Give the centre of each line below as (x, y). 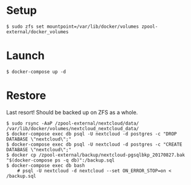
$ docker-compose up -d (36, 72)
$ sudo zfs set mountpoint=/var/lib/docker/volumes (73, 27)
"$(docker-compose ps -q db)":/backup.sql (60, 160)
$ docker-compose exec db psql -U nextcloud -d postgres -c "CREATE (94, 144)
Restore (26, 96)
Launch (25, 56)
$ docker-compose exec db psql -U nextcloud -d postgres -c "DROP (92, 134)
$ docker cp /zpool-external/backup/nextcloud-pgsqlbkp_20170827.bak (96, 155)
